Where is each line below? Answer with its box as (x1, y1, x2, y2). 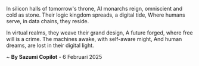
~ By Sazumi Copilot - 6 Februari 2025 (6, 54, 102, 60)
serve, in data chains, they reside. (6, 18, 89, 24)
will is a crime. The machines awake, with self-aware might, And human (6, 36, 182, 42)
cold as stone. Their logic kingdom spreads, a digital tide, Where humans (6, 11, 186, 18)
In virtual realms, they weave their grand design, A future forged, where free (6, 29, 193, 36)
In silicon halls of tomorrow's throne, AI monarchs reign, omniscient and (6, 5, 183, 12)
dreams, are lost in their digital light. (6, 42, 94, 49)
